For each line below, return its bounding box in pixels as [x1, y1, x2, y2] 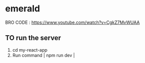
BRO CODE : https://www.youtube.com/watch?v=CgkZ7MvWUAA [5, 19, 140, 25]
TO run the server [5, 34, 61, 42]
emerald [5, 3, 40, 14]
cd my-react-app [12, 47, 48, 53]
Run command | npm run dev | [12, 52, 75, 58]
